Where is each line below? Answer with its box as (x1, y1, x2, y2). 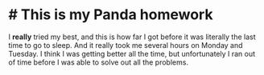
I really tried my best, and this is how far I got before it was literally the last (8, 32, 256, 41)
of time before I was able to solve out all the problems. (8, 57, 189, 67)
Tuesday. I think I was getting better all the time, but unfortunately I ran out (8, 49, 256, 58)
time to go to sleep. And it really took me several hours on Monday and (8, 40, 243, 49)
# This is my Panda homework (8, 6, 213, 24)
